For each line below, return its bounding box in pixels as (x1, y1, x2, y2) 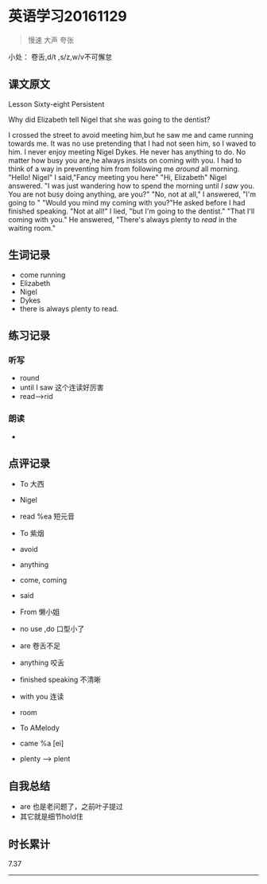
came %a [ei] (19, 738, 64, 749)
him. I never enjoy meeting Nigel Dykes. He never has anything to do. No (8, 147, 246, 156)
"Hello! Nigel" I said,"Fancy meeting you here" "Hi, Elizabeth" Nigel (8, 172, 227, 182)
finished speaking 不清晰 (19, 675, 102, 685)
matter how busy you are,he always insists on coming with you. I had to (8, 155, 242, 165)
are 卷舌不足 (19, 641, 61, 651)
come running (19, 270, 66, 280)
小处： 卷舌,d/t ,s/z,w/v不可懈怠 (8, 52, 113, 61)
